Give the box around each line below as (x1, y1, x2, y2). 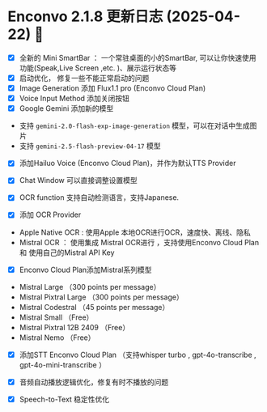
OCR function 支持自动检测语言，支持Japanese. (19, 193, 180, 202)
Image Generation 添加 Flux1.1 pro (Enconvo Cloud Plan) (19, 83, 206, 93)
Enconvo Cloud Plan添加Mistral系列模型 (19, 265, 152, 274)
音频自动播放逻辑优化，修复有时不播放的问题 (19, 377, 169, 387)
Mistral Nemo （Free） (19, 333, 95, 342)
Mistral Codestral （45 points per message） (19, 302, 170, 312)
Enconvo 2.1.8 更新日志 (7, 7, 163, 26)
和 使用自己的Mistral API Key (19, 248, 115, 257)
